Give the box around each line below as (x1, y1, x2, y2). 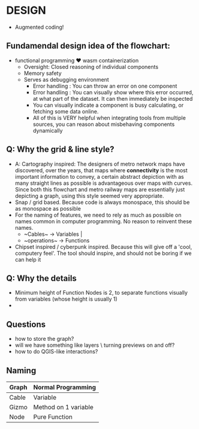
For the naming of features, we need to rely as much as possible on (14, 211, 182, 218)
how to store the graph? (14, 335, 74, 343)
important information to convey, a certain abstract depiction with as (14, 173, 184, 180)
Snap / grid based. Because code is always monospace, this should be (14, 199, 190, 206)
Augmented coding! (14, 23, 64, 31)
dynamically (32, 127, 63, 134)
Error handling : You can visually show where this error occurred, (32, 88, 194, 96)
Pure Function (33, 413, 73, 421)
